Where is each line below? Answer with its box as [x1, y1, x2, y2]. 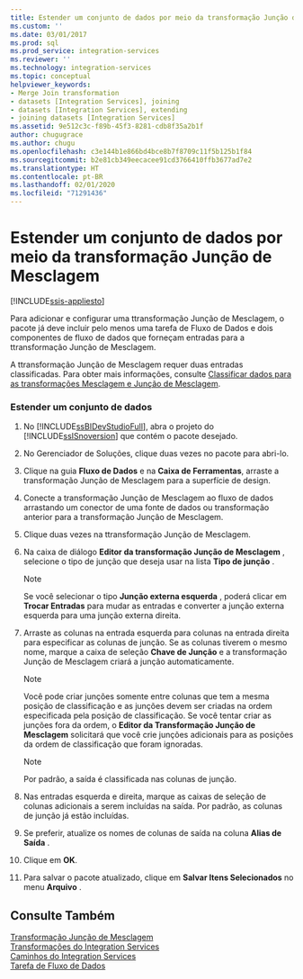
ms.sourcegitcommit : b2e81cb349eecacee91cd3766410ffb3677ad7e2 [10, 155, 253, 165]
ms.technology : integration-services [10, 64, 152, 73]
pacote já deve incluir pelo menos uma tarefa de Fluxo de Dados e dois [10, 322, 273, 333]
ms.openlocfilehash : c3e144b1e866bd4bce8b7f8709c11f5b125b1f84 [10, 147, 253, 156]
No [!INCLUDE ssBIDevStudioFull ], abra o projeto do [22, 421, 215, 432]
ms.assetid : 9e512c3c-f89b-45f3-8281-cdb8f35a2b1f [10, 122, 204, 131]
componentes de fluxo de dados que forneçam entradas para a [10, 332, 245, 343]
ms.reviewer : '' [10, 55, 71, 64]
